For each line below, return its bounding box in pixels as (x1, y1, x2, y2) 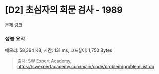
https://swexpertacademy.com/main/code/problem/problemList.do (17, 64, 155, 70)
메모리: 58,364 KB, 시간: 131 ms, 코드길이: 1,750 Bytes (5, 47, 113, 53)
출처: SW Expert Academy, (17, 58, 72, 64)
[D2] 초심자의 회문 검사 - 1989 (5, 4, 123, 16)
